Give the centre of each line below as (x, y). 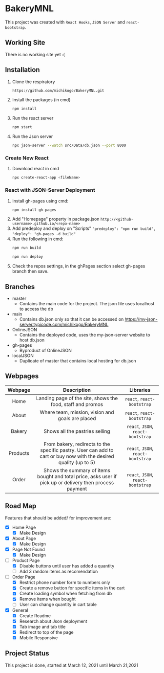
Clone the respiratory (33, 82)
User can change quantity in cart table (58, 605)
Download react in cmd (36, 169)
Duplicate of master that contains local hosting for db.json (78, 360)
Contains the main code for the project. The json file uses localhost (87, 303)
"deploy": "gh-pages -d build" (44, 234)
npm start (22, 127)
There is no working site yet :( (35, 54)
